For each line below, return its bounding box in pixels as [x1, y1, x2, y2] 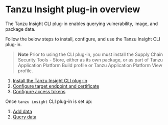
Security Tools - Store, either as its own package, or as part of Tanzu [17, 56, 163, 62]
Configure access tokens [12, 88, 66, 94]
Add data [12, 108, 32, 114]
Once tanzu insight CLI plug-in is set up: [5, 98, 93, 105]
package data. [5, 26, 36, 32]
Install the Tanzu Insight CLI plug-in [12, 77, 88, 84]
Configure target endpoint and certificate [12, 83, 100, 89]
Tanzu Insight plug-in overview [5, 4, 140, 15]
